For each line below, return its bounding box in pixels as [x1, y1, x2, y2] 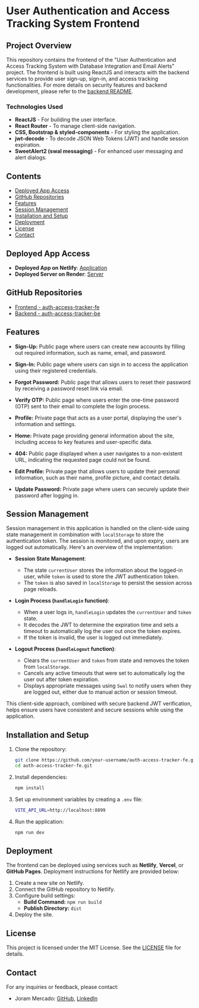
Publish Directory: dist [23, 905, 82, 912]
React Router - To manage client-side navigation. [14, 122, 136, 130]
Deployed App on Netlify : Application [14, 264, 108, 271]
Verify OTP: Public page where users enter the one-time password [14, 396, 179, 404]
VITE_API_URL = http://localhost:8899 [14, 807, 106, 813]
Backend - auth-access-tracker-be [14, 310, 101, 317]
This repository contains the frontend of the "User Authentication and [6, 56, 176, 63]
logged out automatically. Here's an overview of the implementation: [6, 544, 173, 551]
